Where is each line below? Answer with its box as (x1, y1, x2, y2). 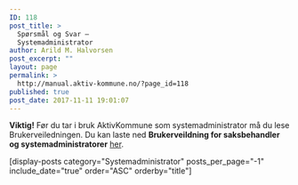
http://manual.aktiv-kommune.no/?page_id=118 (17, 79, 189, 88)
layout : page (9, 63, 58, 72)
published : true (9, 87, 69, 96)
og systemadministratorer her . (9, 139, 125, 149)
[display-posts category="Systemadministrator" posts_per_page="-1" (9, 157, 265, 167)
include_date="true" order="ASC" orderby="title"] (9, 165, 192, 176)
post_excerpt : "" (9, 54, 74, 63)
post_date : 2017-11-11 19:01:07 (9, 95, 129, 105)
